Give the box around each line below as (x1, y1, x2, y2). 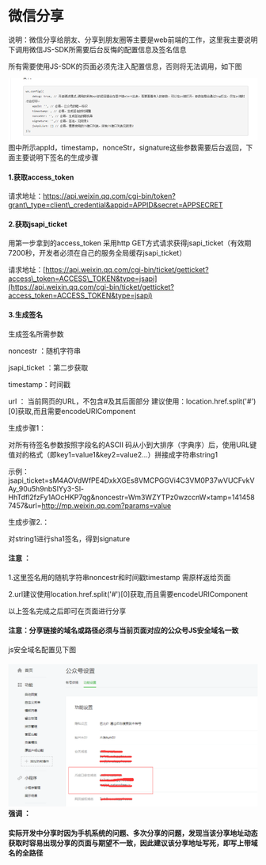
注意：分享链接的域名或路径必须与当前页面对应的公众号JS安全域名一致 (8, 626, 239, 635)
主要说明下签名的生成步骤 (14, 152, 99, 162)
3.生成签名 (8, 309, 44, 319)
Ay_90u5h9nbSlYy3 (8, 484, 72, 493)
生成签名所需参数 (8, 329, 64, 339)
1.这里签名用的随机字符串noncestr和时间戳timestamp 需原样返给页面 (8, 572, 231, 582)
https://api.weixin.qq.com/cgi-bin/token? (43, 192, 176, 201)
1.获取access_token (8, 172, 74, 182)
